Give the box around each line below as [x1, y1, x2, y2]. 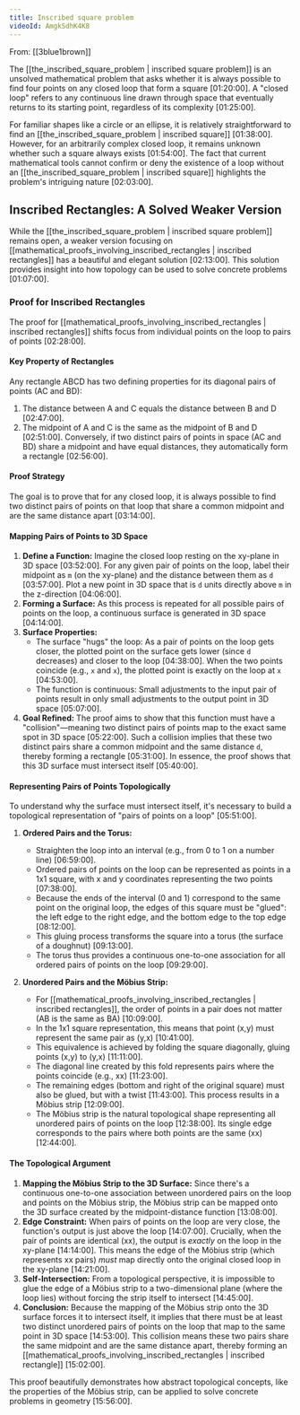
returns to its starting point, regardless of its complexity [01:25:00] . [9, 101, 257, 112]
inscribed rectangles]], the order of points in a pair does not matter [35, 1004, 283, 1015]
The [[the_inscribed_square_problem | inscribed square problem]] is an [9, 64, 271, 74]
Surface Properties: [21, 627, 98, 638]
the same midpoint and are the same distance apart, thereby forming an [21, 1340, 288, 1350]
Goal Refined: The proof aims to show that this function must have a [21, 712, 276, 723]
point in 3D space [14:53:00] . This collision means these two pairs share [21, 1330, 289, 1341]
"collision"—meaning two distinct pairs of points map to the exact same [21, 722, 287, 733]
